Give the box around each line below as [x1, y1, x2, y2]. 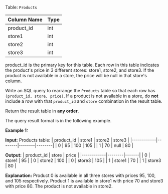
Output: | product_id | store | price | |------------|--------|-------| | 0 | [5, 152, 150, 158]
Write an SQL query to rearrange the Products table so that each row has [5, 88, 155, 93]
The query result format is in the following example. [5, 118, 112, 123]
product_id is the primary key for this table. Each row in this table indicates [5, 62, 159, 68]
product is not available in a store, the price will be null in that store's [5, 73, 147, 78]
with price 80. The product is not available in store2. [5, 183, 113, 189]
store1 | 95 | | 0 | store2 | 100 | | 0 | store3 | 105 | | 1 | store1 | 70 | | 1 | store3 [5, 157, 161, 163]
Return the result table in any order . [5, 108, 79, 114]
